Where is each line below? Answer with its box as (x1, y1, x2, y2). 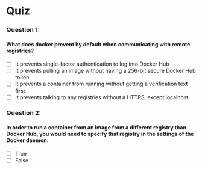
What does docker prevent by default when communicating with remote (6, 40, 191, 48)
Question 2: (6, 109, 42, 117)
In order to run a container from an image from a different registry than (6, 124, 187, 131)
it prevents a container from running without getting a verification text (14, 80, 188, 88)
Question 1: (6, 26, 40, 34)
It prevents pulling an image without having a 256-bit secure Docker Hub (14, 67, 196, 75)
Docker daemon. (6, 137, 49, 144)
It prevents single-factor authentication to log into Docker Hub (14, 60, 170, 67)
